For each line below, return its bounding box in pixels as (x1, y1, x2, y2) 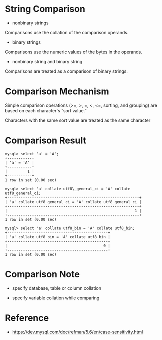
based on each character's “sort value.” (5, 107, 87, 113)
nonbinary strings (12, 20, 49, 26)
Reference (5, 312, 49, 323)
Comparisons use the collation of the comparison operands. (5, 29, 129, 35)
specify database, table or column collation (12, 285, 101, 291)
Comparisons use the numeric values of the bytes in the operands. (5, 49, 142, 55)
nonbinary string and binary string (12, 58, 83, 64)
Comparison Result (5, 135, 86, 146)
